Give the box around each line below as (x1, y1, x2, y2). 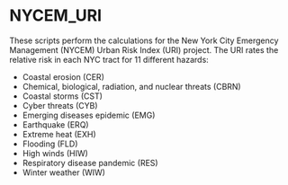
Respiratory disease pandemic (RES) (22, 157, 159, 168)
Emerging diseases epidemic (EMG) (22, 110, 156, 120)
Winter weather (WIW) (22, 167, 106, 178)
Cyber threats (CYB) (22, 100, 98, 110)
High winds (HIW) (22, 147, 88, 158)
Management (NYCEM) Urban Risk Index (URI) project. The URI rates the (9, 44, 279, 55)
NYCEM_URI (9, 5, 102, 26)
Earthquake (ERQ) (22, 119, 89, 130)
